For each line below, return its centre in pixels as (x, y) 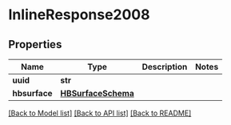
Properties (35, 44)
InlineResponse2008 (79, 15)
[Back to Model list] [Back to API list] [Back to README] (100, 113)
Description (165, 67)
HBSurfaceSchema (97, 93)
